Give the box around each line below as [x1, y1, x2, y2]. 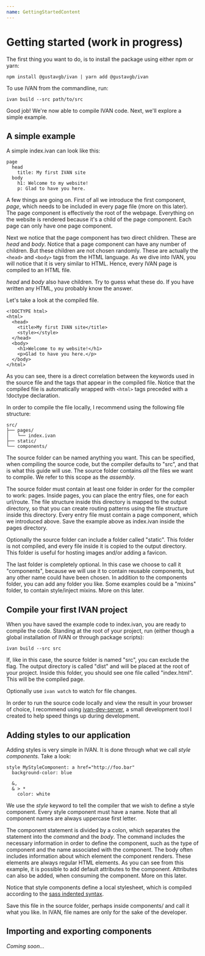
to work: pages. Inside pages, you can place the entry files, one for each [6, 492, 189, 499]
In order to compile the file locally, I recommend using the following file [6, 404, 185, 411]
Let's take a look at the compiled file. [6, 297, 99, 304]
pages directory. [6, 524, 48, 531]
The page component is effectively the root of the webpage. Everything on [6, 209, 194, 217]
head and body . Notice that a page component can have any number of [6, 240, 187, 248]
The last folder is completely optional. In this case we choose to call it [6, 561, 181, 568]
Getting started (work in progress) [6, 35, 183, 49]
